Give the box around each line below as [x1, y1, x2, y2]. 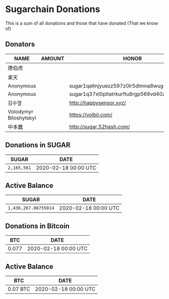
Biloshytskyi [8, 114, 36, 121]
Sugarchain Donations [5, 4, 101, 15]
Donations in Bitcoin [5, 222, 70, 230]
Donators [5, 40, 35, 49]
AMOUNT [41, 55, 64, 62]
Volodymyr [8, 108, 34, 115]
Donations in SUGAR [5, 141, 70, 149]
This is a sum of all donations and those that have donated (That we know [5, 20, 158, 26]
